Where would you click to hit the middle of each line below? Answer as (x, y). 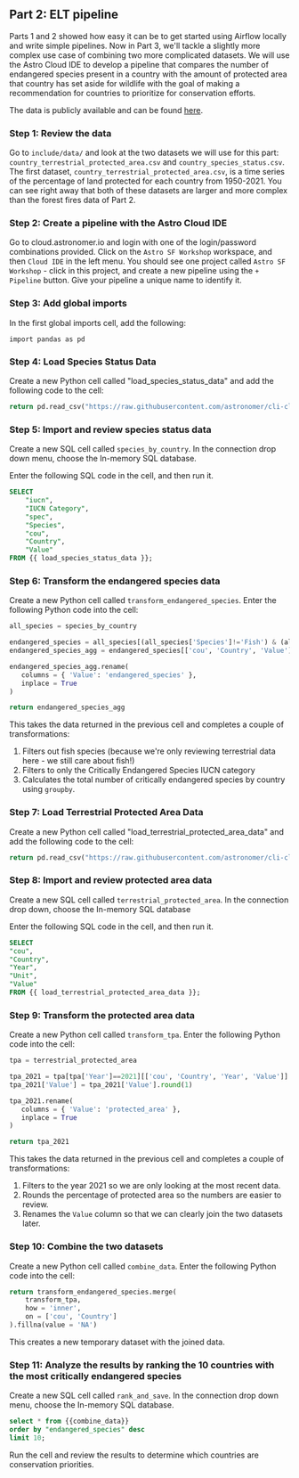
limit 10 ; (28, 1438)
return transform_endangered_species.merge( (93, 1292)
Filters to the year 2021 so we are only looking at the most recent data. (151, 1186)
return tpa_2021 (39, 1142)
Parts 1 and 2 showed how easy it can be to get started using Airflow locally (148, 36)
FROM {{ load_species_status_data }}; (81, 559)
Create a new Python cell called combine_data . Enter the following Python (143, 1266)
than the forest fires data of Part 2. (73, 200)
